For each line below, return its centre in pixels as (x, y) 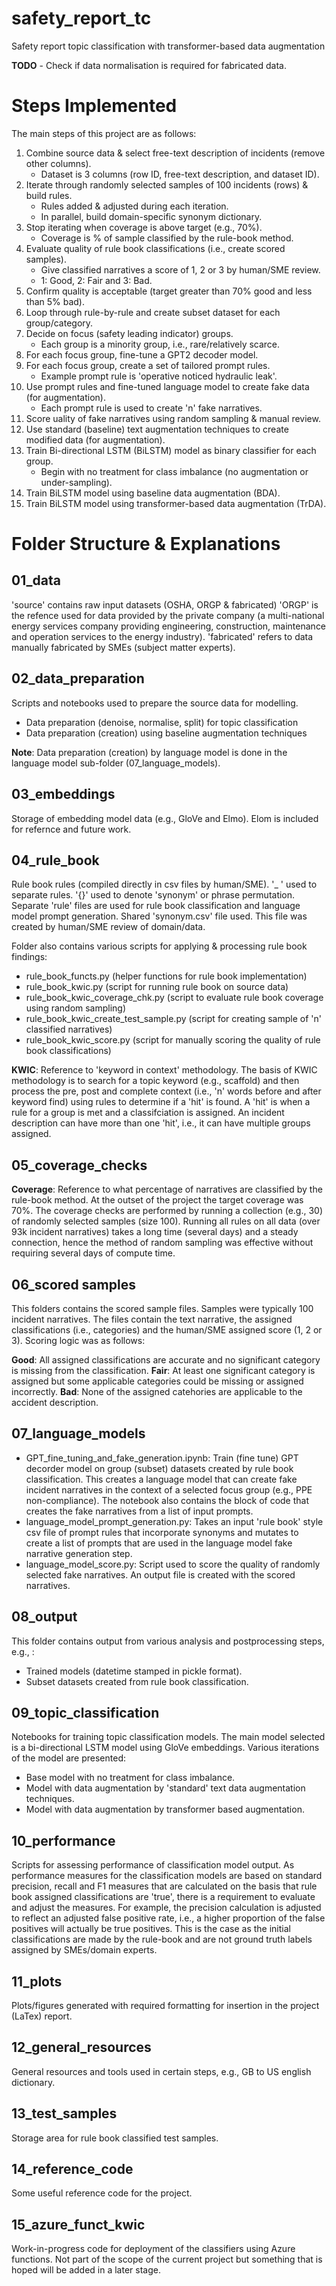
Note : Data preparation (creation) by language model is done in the (149, 752)
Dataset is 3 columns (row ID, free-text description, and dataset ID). (180, 174)
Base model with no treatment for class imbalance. (130, 1778)
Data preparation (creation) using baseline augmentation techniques (166, 733)
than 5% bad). (55, 301)
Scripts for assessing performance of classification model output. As (153, 1865)
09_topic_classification (85, 1712)
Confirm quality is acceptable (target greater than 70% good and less (169, 291)
